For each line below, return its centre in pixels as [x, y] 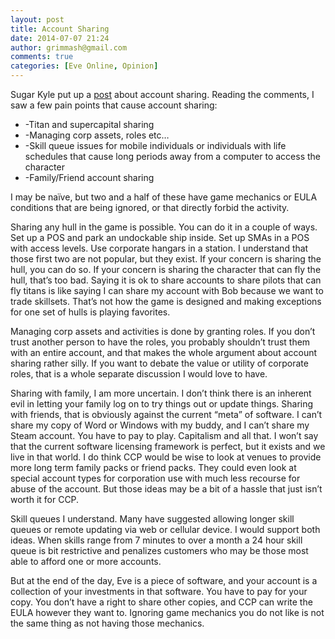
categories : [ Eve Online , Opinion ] [84, 66]
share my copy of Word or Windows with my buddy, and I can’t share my [160, 425]
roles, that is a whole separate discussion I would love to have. [139, 374]
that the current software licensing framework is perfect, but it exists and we [168, 446]
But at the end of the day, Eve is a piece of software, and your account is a [164, 580]
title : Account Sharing [60, 29]
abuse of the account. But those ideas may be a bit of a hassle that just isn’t [166, 489]
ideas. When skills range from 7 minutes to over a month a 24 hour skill [156, 540]
